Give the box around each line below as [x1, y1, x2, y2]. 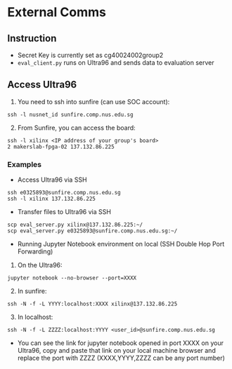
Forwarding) [17, 247, 53, 256]
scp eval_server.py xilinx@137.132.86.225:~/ [7, 221, 143, 229]
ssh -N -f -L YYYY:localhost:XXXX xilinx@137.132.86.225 [7, 301, 178, 308]
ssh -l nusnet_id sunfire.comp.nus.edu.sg [7, 111, 134, 118]
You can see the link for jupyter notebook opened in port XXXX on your [17, 339, 224, 347]
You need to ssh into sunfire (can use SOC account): [17, 97, 170, 106]
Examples [7, 159, 42, 169]
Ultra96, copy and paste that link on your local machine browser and [17, 346, 216, 355]
